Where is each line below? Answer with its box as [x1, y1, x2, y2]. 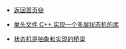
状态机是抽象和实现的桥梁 [13, 35, 86, 43]
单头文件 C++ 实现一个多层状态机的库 [13, 20, 119, 29]
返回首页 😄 [13, 6, 44, 14]
